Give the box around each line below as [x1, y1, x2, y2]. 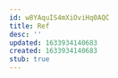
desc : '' [9, 30, 42, 39]
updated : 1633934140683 [9, 38, 98, 48]
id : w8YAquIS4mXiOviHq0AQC [9, 13, 110, 22]
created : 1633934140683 [9, 47, 98, 56]
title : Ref [9, 22, 50, 30]
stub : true [9, 55, 50, 64]
